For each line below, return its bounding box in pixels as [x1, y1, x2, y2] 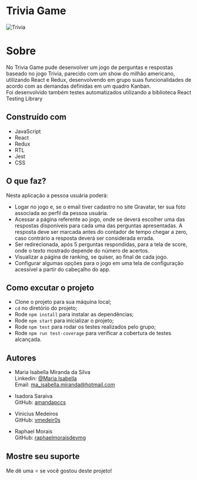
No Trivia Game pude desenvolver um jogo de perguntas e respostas [6, 64, 173, 71]
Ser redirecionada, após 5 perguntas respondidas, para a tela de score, [14, 240, 188, 248]
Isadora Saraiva [14, 393, 53, 400]
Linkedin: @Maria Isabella [14, 375, 78, 382]
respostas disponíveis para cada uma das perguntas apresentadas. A [14, 222, 183, 229]
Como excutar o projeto [6, 283, 94, 293]
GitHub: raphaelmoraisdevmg [14, 434, 86, 441]
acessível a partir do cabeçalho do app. [14, 266, 111, 273]
